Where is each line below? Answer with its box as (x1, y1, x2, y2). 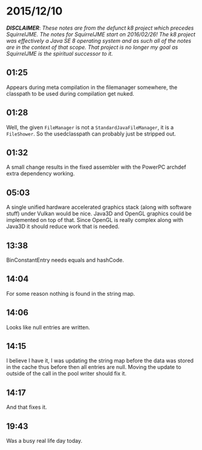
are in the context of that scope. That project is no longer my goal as (6, 44, 178, 51)
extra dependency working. (6, 170, 75, 177)
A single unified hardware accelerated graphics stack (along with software (6, 204, 192, 211)
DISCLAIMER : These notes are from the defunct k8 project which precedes (6, 24, 194, 31)
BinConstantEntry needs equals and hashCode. (6, 256, 124, 264)
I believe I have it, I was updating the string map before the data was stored (6, 357, 194, 364)
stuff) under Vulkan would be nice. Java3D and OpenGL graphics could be (6, 210, 192, 217)
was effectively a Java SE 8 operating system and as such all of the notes (6, 37, 192, 44)
